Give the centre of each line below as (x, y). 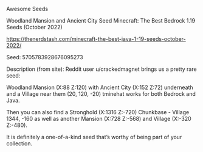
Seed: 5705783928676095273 (45, 57)
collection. (19, 143)
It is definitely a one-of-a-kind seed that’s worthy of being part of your (94, 137)
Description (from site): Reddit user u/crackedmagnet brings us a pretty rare (101, 69)
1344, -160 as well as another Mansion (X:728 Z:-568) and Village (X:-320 (99, 119)
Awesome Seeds (27, 9)
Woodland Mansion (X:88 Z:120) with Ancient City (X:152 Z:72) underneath (100, 87)
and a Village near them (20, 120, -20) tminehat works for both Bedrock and (101, 94)
